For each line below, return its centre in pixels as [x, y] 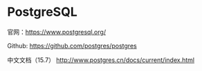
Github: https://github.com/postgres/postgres [72, 45]
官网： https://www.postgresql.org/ [56, 32]
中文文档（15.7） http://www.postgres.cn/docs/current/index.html [101, 60]
